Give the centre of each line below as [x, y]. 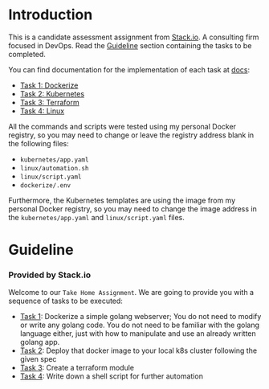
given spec [38, 359]
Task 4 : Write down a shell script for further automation [111, 376]
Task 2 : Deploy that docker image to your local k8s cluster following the [139, 350]
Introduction [51, 15]
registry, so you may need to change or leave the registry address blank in [131, 135]
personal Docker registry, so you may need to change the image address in [132, 209]
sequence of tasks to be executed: [65, 301]
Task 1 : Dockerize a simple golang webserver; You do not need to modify [141, 317]
